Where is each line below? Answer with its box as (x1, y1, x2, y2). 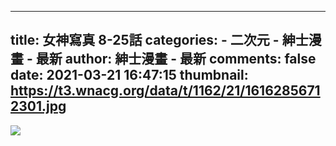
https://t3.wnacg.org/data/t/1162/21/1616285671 (10, 82, 321, 100)
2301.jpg (10, 98, 67, 115)
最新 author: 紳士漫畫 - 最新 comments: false (35, 51, 317, 68)
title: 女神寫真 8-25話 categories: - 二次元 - (10, 32, 280, 49)
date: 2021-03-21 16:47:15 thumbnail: (10, 67, 249, 84)
